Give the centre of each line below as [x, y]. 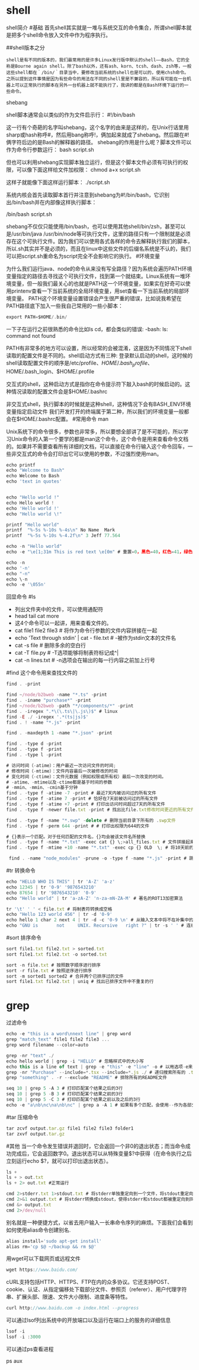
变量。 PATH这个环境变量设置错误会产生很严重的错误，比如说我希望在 [96, 298]
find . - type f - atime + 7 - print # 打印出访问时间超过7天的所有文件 [86, 804]
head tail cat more [37, 616]
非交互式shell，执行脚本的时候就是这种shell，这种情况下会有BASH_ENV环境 [99, 404]
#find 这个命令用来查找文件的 [42, 673]
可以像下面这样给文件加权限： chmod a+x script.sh [78, 169]
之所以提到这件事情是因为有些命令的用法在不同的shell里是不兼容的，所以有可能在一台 [97, 79]
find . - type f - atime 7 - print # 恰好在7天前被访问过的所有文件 [82, 799]
